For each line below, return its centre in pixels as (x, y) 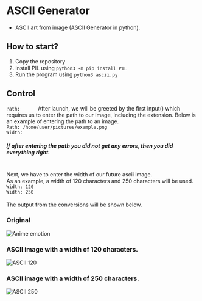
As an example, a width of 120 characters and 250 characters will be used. (100, 181)
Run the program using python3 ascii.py (66, 74)
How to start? (33, 47)
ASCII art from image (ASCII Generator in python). (78, 27)
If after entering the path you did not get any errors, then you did (90, 146)
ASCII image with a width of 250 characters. (73, 278)
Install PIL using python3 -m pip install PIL (71, 68)
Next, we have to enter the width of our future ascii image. (79, 174)
